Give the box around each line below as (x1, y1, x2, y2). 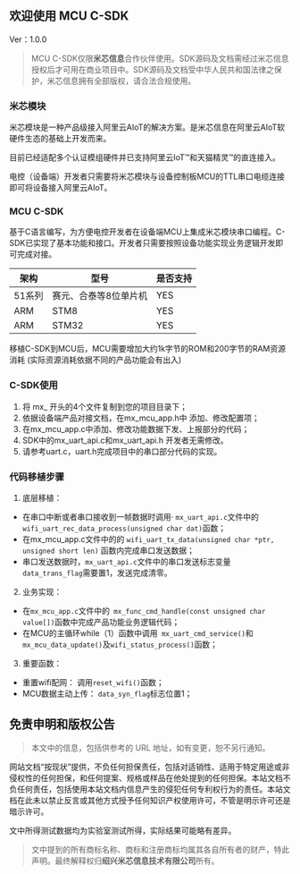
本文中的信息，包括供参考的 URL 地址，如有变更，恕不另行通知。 (30, 742, 271, 753)
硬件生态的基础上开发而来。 (9, 133, 112, 144)
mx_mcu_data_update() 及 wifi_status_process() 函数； (21, 639, 219, 649)
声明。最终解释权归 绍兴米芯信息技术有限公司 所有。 (30, 855, 220, 866)
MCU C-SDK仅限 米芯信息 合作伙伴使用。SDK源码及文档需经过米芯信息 (30, 53, 289, 64)
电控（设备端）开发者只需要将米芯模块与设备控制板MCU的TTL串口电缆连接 (9, 171, 286, 182)
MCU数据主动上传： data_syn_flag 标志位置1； (21, 688, 193, 699)
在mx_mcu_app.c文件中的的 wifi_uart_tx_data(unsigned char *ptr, (21, 534, 275, 544)
